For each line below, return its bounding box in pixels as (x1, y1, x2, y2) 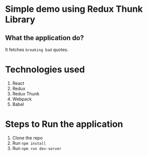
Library (5, 14, 36, 25)
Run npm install (12, 140, 46, 146)
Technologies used (5, 64, 85, 75)
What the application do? (5, 34, 84, 42)
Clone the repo (12, 135, 43, 141)
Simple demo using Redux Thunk (5, 3, 143, 15)
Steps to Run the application (5, 118, 123, 130)
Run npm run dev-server (12, 145, 62, 151)
